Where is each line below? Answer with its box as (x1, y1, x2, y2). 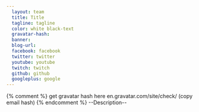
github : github (11, 70, 50, 76)
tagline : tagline (11, 20, 55, 26)
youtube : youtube (11, 59, 55, 65)
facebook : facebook (11, 48, 61, 54)
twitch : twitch (11, 64, 50, 71)
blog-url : (11, 43, 36, 49)
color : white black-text (11, 25, 74, 32)
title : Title (11, 14, 45, 20)
